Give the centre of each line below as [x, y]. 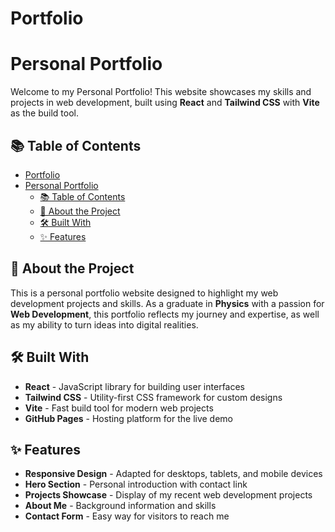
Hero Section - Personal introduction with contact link [136, 484]
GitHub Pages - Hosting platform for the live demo [129, 418]
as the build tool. [44, 113]
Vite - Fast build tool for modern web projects [119, 408]
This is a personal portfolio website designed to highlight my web [144, 293]
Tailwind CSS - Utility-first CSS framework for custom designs [153, 397]
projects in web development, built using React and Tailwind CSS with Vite [165, 103]
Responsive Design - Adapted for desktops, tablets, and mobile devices [173, 474]
